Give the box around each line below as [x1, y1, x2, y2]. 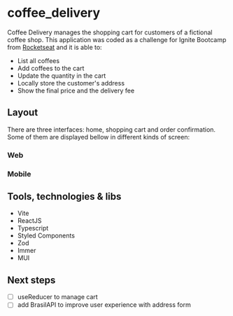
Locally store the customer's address [17, 78, 125, 87]
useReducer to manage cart [17, 293, 98, 301]
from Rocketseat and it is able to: [7, 43, 103, 51]
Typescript [17, 224, 49, 233]
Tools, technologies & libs [7, 191, 122, 202]
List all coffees [17, 56, 60, 64]
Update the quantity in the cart [17, 71, 106, 80]
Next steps [7, 274, 56, 286]
